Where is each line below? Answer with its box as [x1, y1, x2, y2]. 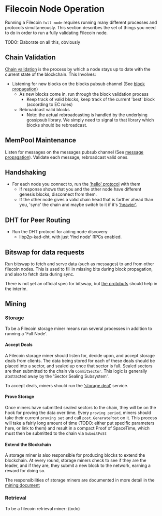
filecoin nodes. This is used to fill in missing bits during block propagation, [5, 266, 153, 272]
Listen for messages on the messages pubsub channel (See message [5, 149, 144, 155]
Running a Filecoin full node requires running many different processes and [5, 19, 157, 25]
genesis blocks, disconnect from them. [19, 191, 97, 197]
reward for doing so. [5, 468, 46, 474]
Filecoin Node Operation [5, 3, 105, 15]
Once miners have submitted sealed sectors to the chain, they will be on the [5, 405, 156, 411]
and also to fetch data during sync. [5, 271, 74, 277]
